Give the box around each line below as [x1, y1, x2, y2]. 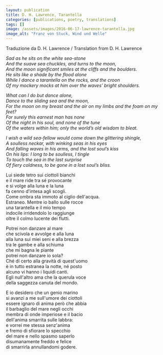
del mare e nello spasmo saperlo [6, 333, 75, 339]
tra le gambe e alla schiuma [6, 241, 64, 248]
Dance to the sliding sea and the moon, [6, 98, 89, 104]
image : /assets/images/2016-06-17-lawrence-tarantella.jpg [6, 27, 135, 32]
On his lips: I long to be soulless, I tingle [6, 151, 89, 157]
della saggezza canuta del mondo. [6, 280, 78, 285]
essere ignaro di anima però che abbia [6, 300, 87, 306]
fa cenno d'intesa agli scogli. [6, 188, 67, 194]
